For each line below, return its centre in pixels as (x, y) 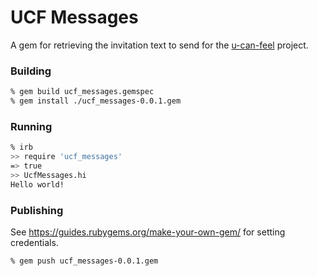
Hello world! (37, 184)
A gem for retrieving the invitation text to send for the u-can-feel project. (159, 45)
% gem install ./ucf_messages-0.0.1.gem (96, 101)
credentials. (34, 242)
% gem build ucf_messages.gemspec (82, 92)
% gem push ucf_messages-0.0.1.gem (84, 261)
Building (31, 71)
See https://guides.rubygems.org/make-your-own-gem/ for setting (148, 232)
